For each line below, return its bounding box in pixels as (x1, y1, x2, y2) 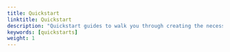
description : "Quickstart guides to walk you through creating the (7, 22, 204, 29)
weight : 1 (7, 35, 36, 42)
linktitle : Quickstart (7, 16, 72, 23)
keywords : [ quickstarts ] (7, 28, 78, 36)
